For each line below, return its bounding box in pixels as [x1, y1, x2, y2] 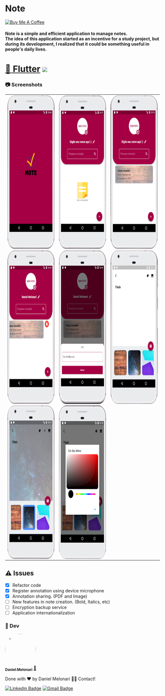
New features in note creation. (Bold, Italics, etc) [12, 599, 110, 605]
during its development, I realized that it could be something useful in [5, 41, 150, 47]
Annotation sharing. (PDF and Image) [12, 593, 87, 599]
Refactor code [12, 582, 41, 588]
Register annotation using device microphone [12, 587, 105, 593]
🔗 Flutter [5, 63, 41, 74]
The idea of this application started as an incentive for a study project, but [5, 35, 160, 42]
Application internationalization [12, 610, 75, 615]
